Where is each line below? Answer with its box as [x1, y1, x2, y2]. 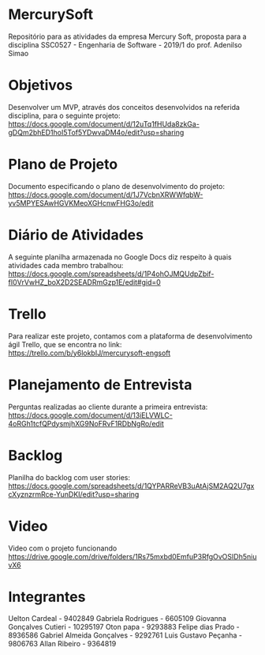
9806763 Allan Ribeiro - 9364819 [8, 639, 117, 649]
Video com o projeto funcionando [8, 543, 118, 553]
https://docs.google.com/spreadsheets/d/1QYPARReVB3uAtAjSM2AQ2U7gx [8, 481, 255, 490]
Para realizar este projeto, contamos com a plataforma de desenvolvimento [8, 331, 252, 341]
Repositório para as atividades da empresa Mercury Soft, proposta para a [8, 32, 247, 41]
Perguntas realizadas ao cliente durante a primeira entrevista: [8, 402, 208, 411]
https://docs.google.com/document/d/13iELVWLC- [8, 410, 174, 420]
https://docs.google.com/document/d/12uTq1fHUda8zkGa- [8, 119, 200, 128]
